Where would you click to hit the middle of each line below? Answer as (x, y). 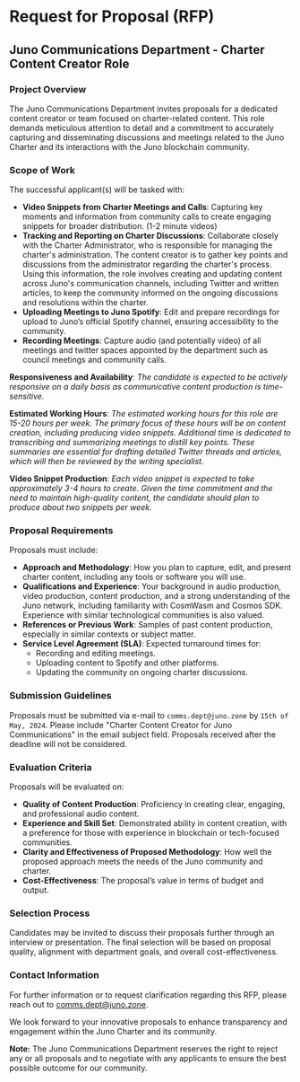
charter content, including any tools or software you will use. (134, 577)
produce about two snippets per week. (81, 507)
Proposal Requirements (61, 531)
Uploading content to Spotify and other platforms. (127, 663)
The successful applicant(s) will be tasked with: (97, 189)
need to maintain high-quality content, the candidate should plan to (134, 498)
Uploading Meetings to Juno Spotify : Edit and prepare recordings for (151, 312)
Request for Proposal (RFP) (112, 17)
